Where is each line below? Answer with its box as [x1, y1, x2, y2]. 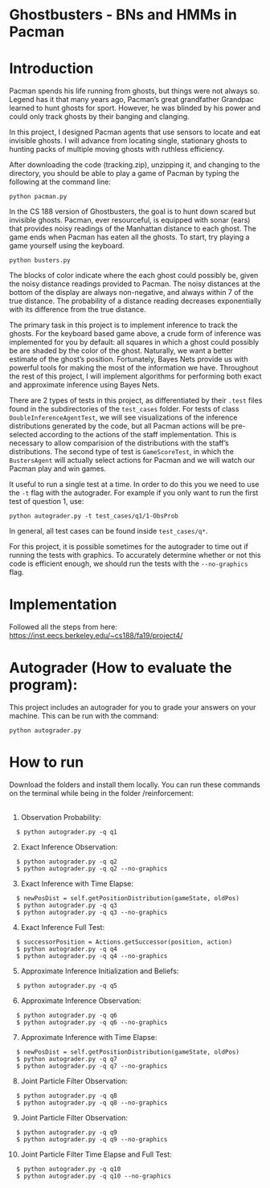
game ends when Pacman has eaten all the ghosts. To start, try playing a [9, 232, 250, 242]
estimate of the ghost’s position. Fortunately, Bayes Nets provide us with [9, 354, 248, 364]
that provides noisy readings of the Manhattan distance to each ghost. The [9, 223, 256, 234]
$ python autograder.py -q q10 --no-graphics [16, 1172, 172, 1180]
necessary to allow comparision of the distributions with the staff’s [9, 438, 230, 448]
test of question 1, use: [9, 497, 84, 506]
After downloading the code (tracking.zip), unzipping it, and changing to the [9, 160, 260, 170]
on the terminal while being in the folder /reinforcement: [9, 788, 194, 797]
